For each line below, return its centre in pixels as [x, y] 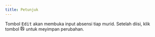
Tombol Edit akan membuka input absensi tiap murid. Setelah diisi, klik [77, 24]
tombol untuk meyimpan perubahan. [45, 29]
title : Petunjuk [22, 10]
